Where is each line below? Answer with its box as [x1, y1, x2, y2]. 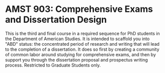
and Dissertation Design [5, 14, 107, 25]
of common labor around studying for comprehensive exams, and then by [5, 51, 156, 58]
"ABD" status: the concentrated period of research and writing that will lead [5, 41, 160, 47]
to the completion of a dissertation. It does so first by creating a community [5, 46, 160, 52]
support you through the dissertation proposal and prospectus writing [5, 57, 148, 63]
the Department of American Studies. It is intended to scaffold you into [5, 36, 150, 42]
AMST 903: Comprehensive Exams [5, 3, 153, 15]
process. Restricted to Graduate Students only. [5, 62, 101, 68]
